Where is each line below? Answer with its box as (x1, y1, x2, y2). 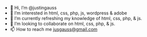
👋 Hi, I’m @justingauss (10, 5, 57, 10)
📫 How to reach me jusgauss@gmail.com (10, 26, 97, 32)
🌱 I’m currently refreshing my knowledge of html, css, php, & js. (10, 15, 142, 21)
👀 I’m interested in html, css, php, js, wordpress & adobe (10, 10, 127, 16)
